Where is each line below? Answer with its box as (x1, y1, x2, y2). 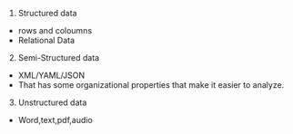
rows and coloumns (17, 25, 93, 35)
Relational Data (17, 35, 76, 45)
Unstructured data (17, 97, 87, 108)
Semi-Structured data (17, 53, 100, 62)
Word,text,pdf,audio (17, 115, 93, 125)
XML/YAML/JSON (17, 70, 86, 81)
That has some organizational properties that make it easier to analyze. (17, 80, 285, 90)
